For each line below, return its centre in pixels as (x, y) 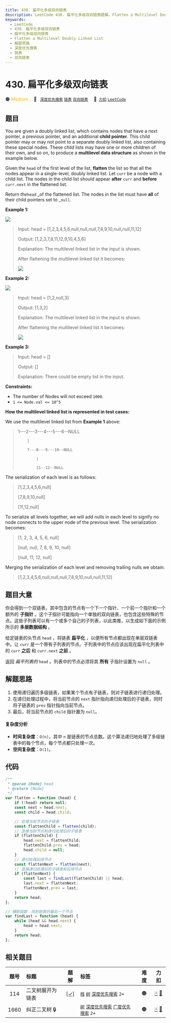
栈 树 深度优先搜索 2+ (102, 994)
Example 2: (17, 278)
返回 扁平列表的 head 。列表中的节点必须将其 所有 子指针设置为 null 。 (79, 661)
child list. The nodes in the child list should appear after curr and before (81, 179)
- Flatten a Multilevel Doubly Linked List (56, 39)
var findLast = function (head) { (42, 916)
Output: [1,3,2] (33, 308)
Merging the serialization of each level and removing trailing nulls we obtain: (85, 567)
